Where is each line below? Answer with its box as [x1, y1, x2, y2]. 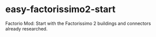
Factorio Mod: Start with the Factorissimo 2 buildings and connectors [5, 20, 151, 26]
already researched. [5, 25, 48, 31]
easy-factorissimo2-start [5, 4, 116, 15]
